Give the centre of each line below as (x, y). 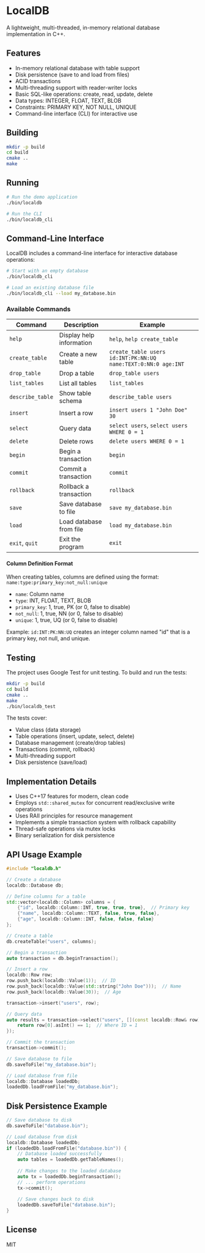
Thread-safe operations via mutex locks (65, 829)
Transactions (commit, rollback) (55, 749)
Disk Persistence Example (57, 1106)
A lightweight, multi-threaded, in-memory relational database (83, 28)
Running (23, 183)
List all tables (78, 383)
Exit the (70, 539)
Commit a (73, 468)
